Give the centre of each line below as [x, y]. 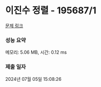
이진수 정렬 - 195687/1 [51, 10]
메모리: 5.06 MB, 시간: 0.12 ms [36, 52]
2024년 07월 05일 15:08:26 [33, 79]
